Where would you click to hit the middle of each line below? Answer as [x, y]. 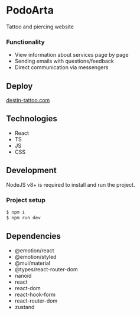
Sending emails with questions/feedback [64, 61]
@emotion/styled [36, 256]
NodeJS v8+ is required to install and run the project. [71, 184]
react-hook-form [35, 294]
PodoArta [30, 10]
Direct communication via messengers [61, 67]
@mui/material [32, 263]
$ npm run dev [24, 217]
